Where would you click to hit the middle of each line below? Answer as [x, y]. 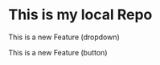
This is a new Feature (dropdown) [64, 37]
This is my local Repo [80, 15]
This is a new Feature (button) [58, 52]
